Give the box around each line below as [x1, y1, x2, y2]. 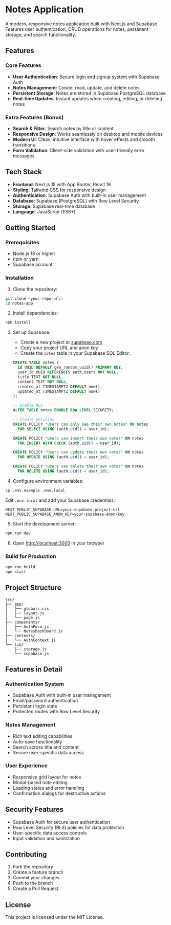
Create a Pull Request [12, 885, 59, 892]
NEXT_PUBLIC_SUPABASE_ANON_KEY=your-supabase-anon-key [5, 512, 125, 517]
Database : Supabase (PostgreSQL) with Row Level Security [12, 197, 139, 204]
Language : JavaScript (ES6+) [12, 208, 76, 214]
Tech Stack [5, 168, 42, 176]
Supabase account [12, 261, 53, 268]
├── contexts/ [5, 633, 36, 638]
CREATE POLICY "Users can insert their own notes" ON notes [12, 436, 144, 441]
